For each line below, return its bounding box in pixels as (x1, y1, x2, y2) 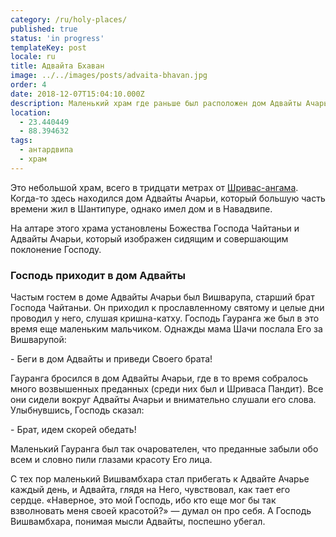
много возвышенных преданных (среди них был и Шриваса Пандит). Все (10, 383, 324, 395)
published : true (10, 24, 78, 34)
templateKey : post (10, 42, 87, 53)
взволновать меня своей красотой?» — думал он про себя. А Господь (10, 505, 312, 517)
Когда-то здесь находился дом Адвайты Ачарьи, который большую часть (10, 192, 326, 204)
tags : (10, 136, 33, 146)
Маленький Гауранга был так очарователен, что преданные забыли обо (10, 443, 319, 455)
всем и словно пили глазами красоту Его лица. (10, 454, 213, 466)
